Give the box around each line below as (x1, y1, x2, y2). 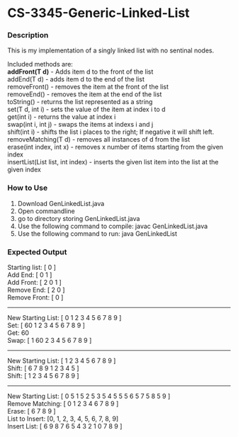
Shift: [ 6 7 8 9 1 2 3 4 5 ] (7, 364, 79, 373)
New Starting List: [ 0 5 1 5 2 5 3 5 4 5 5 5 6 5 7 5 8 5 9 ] (7, 392, 171, 401)
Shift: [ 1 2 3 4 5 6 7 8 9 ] (7, 372, 79, 380)
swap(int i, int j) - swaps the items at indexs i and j (7, 120, 154, 129)
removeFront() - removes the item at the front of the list (7, 83, 169, 91)
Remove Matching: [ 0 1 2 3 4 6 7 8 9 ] (7, 399, 119, 408)
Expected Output (7, 246, 67, 256)
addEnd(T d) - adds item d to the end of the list (7, 75, 145, 84)
